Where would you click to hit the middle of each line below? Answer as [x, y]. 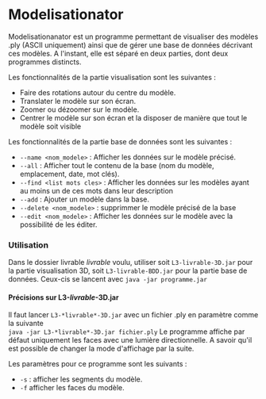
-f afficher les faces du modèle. [72, 388]
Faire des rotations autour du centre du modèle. [98, 92]
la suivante [26, 324]
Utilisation [29, 245]
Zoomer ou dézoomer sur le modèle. [79, 109]
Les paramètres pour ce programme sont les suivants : [98, 364]
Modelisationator [66, 15]
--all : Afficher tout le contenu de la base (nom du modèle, [117, 165]
